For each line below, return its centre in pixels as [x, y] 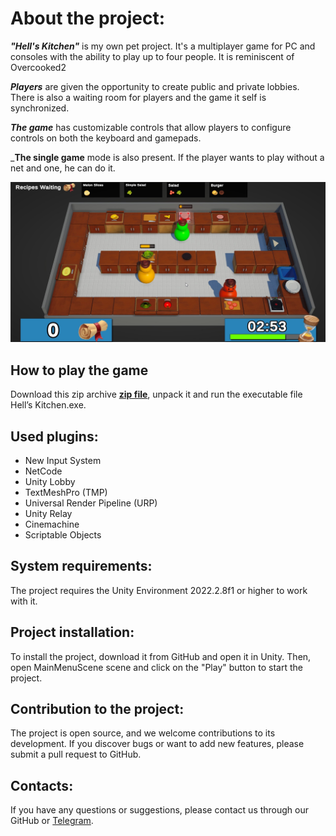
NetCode [43, 471]
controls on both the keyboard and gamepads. [106, 138]
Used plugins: [54, 436]
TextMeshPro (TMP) [66, 492]
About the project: [87, 18]
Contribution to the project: [97, 709]
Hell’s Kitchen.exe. [48, 405]
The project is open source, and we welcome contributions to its [143, 733]
